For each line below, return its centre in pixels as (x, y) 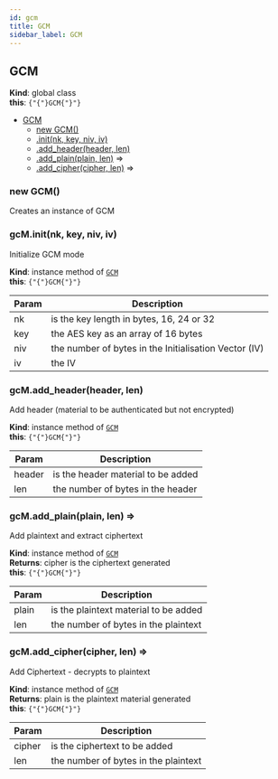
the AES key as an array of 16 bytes (127, 333)
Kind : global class (43, 93)
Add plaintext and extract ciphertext (76, 536)
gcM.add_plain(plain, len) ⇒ (72, 516)
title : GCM (30, 26)
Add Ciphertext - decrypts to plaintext (80, 671)
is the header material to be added (125, 474)
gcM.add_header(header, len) (76, 389)
